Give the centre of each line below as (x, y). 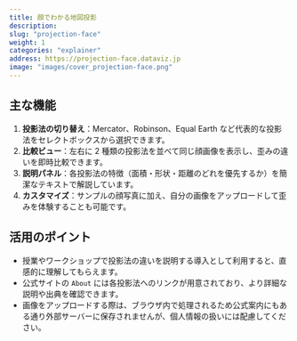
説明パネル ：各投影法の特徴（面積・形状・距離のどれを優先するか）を (151, 173)
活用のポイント (50, 237)
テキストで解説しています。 (88, 184)
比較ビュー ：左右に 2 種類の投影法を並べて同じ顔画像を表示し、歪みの (151, 150)
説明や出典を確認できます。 (72, 294)
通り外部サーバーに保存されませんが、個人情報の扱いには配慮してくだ (158, 316)
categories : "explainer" (55, 51)
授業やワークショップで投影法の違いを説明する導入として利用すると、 (150, 260)
